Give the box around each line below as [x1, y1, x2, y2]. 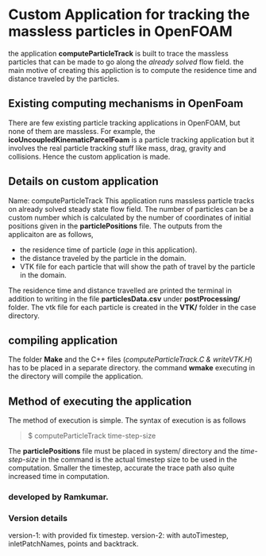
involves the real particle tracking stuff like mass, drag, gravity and [8, 143, 226, 152]
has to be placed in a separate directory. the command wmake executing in [8, 363, 256, 373]
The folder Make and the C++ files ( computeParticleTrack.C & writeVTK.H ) [8, 355, 253, 364]
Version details [8, 513, 67, 524]
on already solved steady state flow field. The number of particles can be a [8, 204, 254, 213]
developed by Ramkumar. [8, 492, 109, 503]
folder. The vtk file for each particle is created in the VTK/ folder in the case [8, 302, 256, 312]
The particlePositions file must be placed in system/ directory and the [8, 447, 239, 456]
